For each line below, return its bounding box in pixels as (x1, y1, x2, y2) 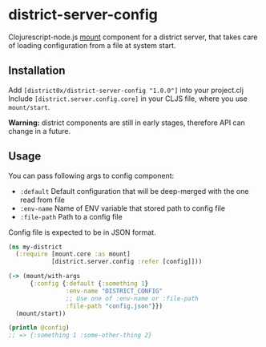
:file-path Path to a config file (19, 212, 123, 221)
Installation (8, 64, 66, 78)
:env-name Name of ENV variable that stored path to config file (19, 203, 226, 213)
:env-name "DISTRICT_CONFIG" (65, 287, 163, 295)
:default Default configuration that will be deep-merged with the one (19, 186, 249, 196)
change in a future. (8, 126, 71, 135)
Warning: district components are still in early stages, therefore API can (8, 118, 246, 127)
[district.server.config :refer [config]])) (50, 258, 203, 266)
